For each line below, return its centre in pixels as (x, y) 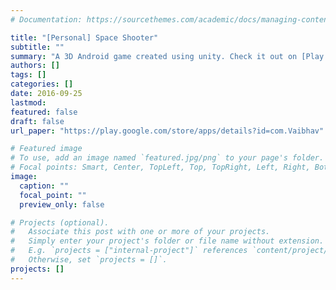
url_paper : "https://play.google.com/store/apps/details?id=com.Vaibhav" (167, 131)
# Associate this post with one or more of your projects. (140, 232)
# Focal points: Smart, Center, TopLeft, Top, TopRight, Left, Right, (160, 167)
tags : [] (28, 75)
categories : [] (42, 84)
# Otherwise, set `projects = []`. (89, 260)
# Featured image (46, 149)
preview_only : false (62, 204)
